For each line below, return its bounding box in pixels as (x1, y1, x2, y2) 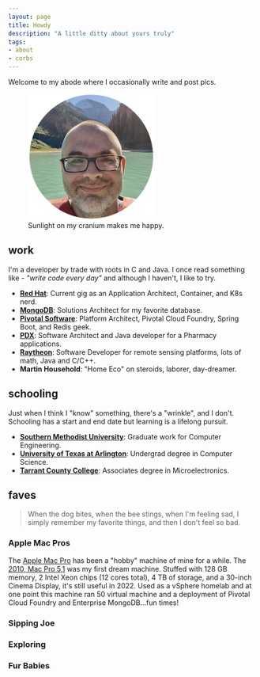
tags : (8, 38, 26, 46)
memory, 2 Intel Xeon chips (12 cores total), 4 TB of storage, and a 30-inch (8, 572, 252, 582)
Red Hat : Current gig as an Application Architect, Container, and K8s (19, 288, 243, 298)
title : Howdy (8, 21, 51, 29)
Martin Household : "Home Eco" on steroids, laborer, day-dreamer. (19, 364, 237, 374)
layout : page (8, 13, 51, 21)
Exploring (8, 638, 46, 649)
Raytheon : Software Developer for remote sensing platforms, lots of (19, 347, 242, 356)
